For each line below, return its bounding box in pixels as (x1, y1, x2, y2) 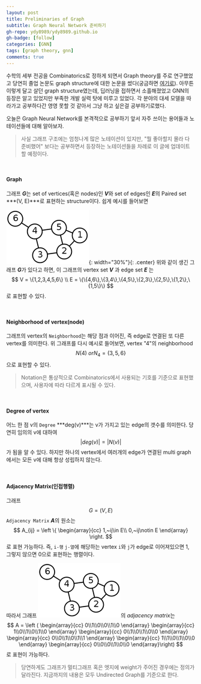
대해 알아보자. (32, 122, 64, 129)
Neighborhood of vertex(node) (6, 318, 85, 325)
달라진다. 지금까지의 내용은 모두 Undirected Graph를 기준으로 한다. (20, 671, 179, 679)
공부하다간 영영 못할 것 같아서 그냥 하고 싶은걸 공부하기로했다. (22, 102, 166, 109)
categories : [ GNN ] (6, 41, 52, 47)
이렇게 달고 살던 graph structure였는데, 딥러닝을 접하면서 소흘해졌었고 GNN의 (6, 87, 190, 94)
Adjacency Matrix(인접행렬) (6, 482, 75, 489)
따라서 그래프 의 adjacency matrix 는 (6, 612, 175, 619)
